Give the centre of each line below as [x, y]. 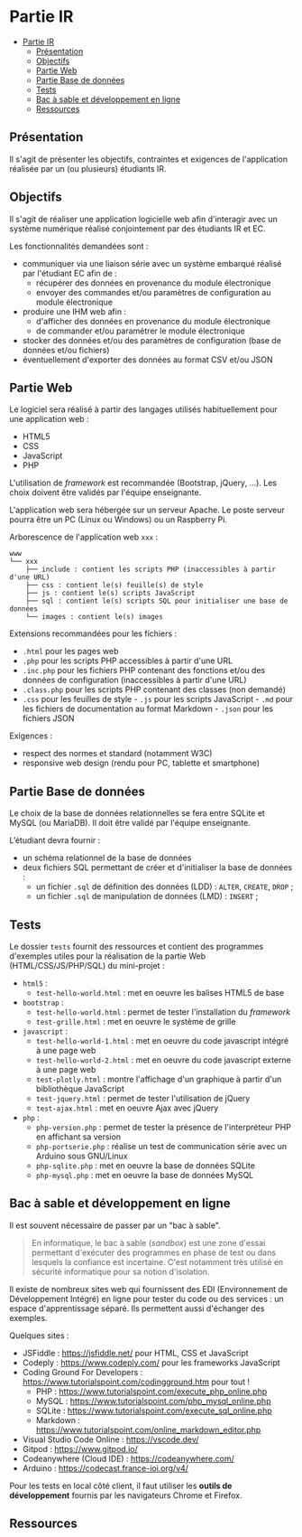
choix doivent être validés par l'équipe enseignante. [105, 492]
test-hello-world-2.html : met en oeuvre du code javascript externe [163, 1060]
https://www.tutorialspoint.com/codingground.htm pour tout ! [136, 1382]
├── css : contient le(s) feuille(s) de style [114, 586]
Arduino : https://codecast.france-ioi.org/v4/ [105, 1468]
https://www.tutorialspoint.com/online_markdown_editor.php [148, 1429]
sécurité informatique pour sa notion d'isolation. [120, 1271]
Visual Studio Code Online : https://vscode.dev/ [110, 1439]
